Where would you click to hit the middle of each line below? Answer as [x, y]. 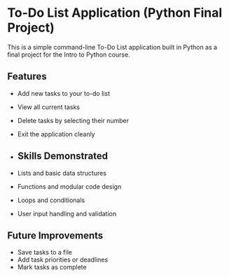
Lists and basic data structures [62, 173]
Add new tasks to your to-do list [64, 93]
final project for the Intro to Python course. [69, 55]
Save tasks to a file [44, 253]
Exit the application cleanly [56, 134]
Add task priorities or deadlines [63, 260]
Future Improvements [55, 235]
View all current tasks [49, 107]
